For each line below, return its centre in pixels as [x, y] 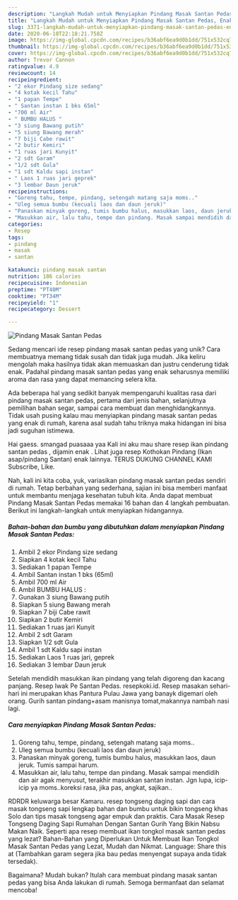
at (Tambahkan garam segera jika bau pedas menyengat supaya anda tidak [117, 854]
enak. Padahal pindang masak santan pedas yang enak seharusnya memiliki [119, 372]
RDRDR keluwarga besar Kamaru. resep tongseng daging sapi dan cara [112, 801]
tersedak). [23, 861]
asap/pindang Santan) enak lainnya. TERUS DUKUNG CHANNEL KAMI [110, 460]
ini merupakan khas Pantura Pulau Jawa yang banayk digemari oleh [119, 694]
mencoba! [23, 890]
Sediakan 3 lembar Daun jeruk [62, 665]
